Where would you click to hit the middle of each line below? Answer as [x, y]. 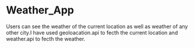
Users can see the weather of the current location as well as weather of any [97, 26]
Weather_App [40, 10]
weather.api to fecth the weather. [46, 39]
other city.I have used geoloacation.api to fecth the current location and [92, 32]
